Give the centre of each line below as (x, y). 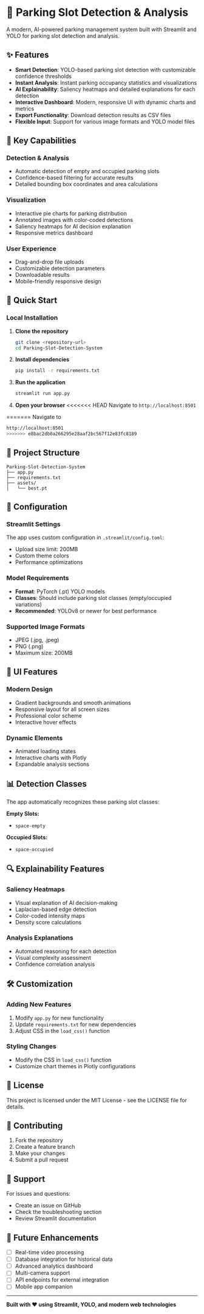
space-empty (30, 826)
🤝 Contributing (35, 1126)
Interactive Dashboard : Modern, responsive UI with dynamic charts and (105, 102)
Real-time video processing (49, 1252)
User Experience (31, 248)
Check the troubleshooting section (58, 1212)
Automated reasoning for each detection (66, 951)
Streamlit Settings (33, 524)
